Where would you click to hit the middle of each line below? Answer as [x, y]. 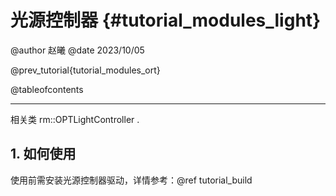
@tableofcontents [47, 89]
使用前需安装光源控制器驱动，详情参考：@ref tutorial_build [131, 180]
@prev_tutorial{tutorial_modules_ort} [85, 70]
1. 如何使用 [43, 154]
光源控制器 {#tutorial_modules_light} [166, 20]
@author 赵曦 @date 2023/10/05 [77, 50]
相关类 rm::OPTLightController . [75, 119]
